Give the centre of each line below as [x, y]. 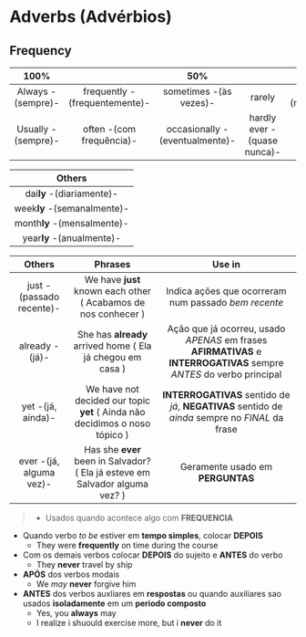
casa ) [112, 369]
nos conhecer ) [112, 314]
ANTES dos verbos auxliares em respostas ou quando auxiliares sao [152, 594]
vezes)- [198, 103]
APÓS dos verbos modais [71, 574]
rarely [263, 97]
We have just [112, 280]
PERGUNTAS [226, 478]
